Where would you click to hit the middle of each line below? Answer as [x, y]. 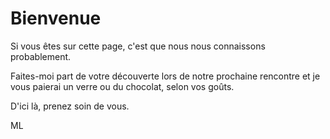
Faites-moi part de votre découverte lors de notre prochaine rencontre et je [165, 76]
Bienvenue [56, 18]
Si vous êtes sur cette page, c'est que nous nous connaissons [138, 46]
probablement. [41, 56]
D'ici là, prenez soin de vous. [70, 106]
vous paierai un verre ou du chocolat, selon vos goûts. [122, 86]
